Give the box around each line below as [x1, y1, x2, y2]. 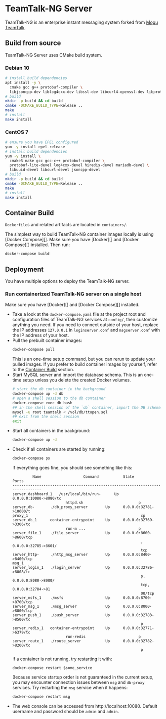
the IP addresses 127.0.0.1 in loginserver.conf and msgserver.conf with [12, 327, 160, 333]
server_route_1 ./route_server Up [12, 638, 110, 643]
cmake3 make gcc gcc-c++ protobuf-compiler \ [9, 158, 105, 163]
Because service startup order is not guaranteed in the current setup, [12, 674, 154, 680]
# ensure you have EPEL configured [5, 140, 79, 145]
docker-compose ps [12, 456, 50, 461]
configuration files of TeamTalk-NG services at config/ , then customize [12, 317, 158, 323]
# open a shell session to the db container [12, 396, 106, 401]
